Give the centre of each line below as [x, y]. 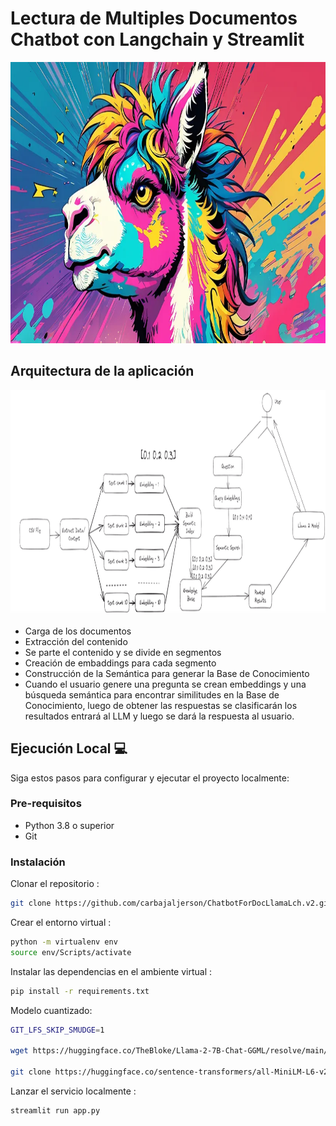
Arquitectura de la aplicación [102, 371]
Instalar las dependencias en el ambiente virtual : [111, 971]
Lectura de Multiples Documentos [154, 18]
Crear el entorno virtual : [61, 923]
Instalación [38, 862]
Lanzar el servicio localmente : [73, 1091]
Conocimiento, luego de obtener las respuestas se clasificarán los [161, 705]
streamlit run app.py [55, 1111]
